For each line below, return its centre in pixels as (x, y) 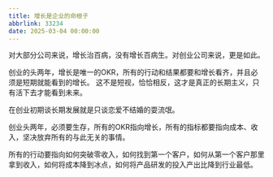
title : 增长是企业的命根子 (49, 16)
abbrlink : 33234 (36, 24)
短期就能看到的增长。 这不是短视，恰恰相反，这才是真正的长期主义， (137, 83)
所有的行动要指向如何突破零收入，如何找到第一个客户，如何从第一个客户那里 (136, 154)
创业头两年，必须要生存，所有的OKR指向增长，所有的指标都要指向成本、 (130, 127)
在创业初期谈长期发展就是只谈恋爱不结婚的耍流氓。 (94, 110)
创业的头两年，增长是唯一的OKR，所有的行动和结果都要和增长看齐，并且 (130, 72)
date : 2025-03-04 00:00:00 (54, 31)
